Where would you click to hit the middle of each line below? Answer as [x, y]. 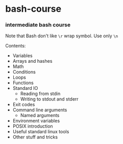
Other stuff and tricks [35, 137]
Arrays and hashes [32, 61]
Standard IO [25, 88]
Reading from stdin [40, 94]
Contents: [16, 46]
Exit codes [24, 105]
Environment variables [36, 121]
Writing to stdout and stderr [49, 99]
